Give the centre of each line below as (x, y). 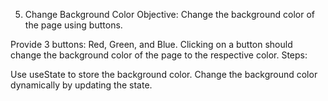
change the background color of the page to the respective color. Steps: (159, 55)
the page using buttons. (73, 25)
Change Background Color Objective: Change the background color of (169, 14)
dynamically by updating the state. (81, 85)
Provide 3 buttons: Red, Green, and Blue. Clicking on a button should (151, 44)
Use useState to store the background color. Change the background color (164, 74)
